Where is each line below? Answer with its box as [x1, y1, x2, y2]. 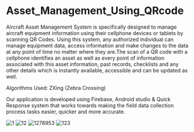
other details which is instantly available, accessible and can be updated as [6, 67, 188, 74]
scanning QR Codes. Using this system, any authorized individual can [6, 36, 174, 43]
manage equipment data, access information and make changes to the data [6, 42, 189, 49]
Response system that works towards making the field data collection [6, 102, 174, 109]
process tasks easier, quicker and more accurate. [6, 108, 125, 115]
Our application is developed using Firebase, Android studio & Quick [6, 95, 171, 103]
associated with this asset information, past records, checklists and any [6, 60, 179, 68]
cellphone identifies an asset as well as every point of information [6, 54, 165, 61]
